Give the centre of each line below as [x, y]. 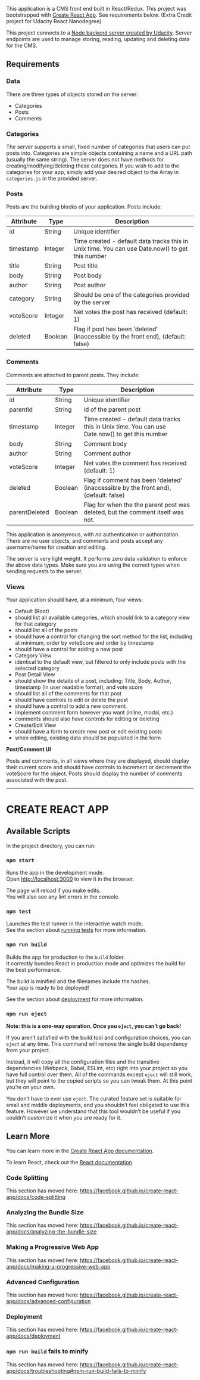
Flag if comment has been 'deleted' [133, 480]
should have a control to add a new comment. [71, 706]
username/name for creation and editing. [57, 547]
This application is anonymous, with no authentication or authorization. [93, 534]
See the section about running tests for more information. [76, 930]
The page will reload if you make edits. [54, 891]
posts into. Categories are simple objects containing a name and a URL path [99, 153]
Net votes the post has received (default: [130, 312]
